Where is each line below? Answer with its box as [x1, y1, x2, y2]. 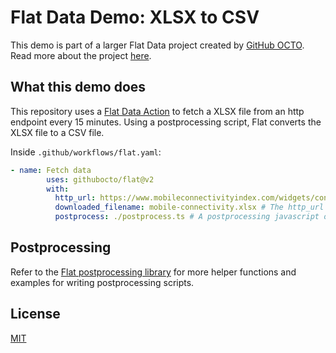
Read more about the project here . [10, 49, 152, 61]
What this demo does [10, 79, 147, 96]
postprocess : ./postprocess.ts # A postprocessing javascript [54, 212, 320, 222]
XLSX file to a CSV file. [10, 126, 105, 138]
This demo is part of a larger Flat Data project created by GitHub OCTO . [10, 39, 305, 51]
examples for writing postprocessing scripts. [10, 276, 195, 288]
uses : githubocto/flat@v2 [46, 174, 155, 185]
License [10, 306, 61, 323]
